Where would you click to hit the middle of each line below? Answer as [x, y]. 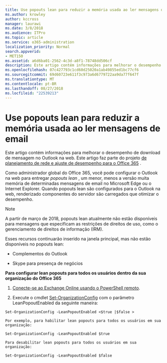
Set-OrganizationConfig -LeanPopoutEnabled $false [59, 356]
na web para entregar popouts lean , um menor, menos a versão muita [77, 178]
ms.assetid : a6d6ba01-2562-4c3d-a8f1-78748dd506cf [59, 61]
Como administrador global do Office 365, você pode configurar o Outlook [82, 173]
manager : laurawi [23, 24]
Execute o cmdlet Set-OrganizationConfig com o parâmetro [73, 298]
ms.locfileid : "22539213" [32, 93]
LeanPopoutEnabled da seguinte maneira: [55, 303]
